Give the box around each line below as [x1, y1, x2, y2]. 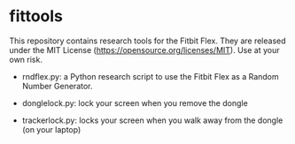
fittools [9, 6, 64, 27]
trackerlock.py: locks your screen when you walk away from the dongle [21, 115, 283, 125]
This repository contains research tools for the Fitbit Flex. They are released [9, 35, 286, 46]
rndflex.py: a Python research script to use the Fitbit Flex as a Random [21, 71, 279, 81]
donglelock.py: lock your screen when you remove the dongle [21, 97, 248, 108]
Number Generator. [21, 80, 93, 91]
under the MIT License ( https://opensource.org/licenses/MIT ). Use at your [9, 44, 281, 55]
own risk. [9, 54, 43, 64]
